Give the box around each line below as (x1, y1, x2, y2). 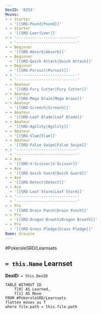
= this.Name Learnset (5, 259, 73, 268)
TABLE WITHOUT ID (5, 282, 42, 287)
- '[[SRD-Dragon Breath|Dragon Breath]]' (10, 217, 98, 222)
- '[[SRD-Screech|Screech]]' (10, 105, 71, 110)
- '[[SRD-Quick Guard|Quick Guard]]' (10, 171, 89, 176)
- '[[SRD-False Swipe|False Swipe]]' (10, 142, 89, 148)
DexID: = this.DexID (5, 273, 48, 279)
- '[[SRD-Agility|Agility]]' (10, 124, 71, 129)
